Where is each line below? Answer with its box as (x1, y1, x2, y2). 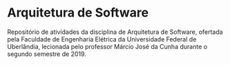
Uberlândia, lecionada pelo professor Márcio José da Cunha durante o (7, 42, 208, 50)
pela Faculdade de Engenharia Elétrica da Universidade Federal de (7, 35, 197, 43)
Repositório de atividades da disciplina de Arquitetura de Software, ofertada (7, 28, 223, 36)
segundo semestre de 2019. (7, 50, 86, 58)
